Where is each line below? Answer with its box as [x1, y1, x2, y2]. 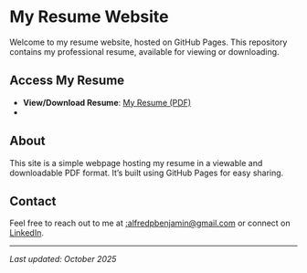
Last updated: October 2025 [9, 254, 117, 265]
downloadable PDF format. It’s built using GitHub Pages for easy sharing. [9, 167, 284, 178]
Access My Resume [9, 73, 125, 89]
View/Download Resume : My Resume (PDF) [22, 97, 192, 108]
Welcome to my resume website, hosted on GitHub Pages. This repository [9, 37, 288, 47]
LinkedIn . [9, 227, 44, 238]
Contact [9, 194, 57, 209]
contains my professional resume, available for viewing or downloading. [9, 46, 281, 57]
